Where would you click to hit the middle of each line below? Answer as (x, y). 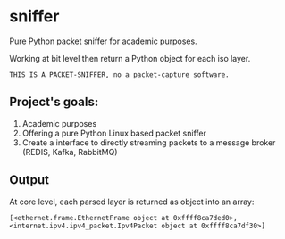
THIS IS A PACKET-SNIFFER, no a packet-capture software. (119, 74)
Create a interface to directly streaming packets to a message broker (149, 142)
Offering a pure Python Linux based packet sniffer (114, 133)
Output (29, 180)
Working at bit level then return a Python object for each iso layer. (130, 58)
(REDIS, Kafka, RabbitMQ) (70, 152)
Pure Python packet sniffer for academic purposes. (104, 41)
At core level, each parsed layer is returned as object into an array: (132, 202)
